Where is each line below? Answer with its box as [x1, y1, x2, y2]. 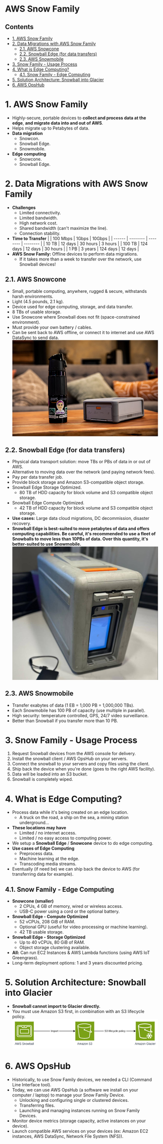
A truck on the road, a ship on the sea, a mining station [19, 815, 129, 821]
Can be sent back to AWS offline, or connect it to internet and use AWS [12, 329, 154, 335]
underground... [19, 820, 49, 825]
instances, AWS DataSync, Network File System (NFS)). [12, 1133, 124, 1139]
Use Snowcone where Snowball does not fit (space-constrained [12, 314, 140, 320]
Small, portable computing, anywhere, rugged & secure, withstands [12, 288, 147, 294]
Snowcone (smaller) [12, 898, 54, 904]
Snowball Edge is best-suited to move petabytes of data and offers [12, 526, 149, 532]
